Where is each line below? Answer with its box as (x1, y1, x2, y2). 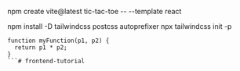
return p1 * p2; (14, 44, 67, 51)
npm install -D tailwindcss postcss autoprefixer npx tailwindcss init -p (7, 22, 232, 30)
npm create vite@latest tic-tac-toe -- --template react (7, 7, 182, 16)
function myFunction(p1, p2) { (7, 37, 110, 44)
